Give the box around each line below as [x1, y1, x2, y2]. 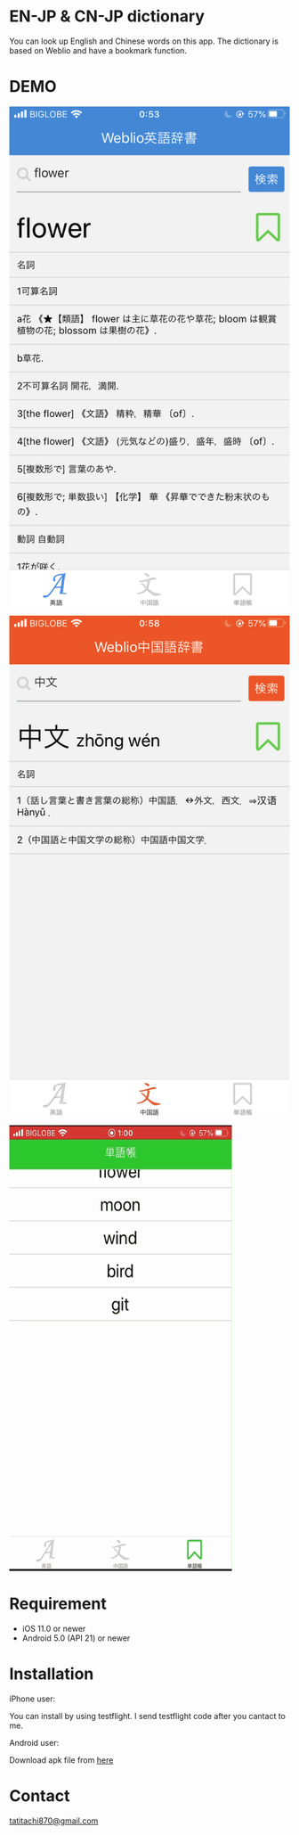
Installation [9, 1664, 94, 1684]
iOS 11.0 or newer [21, 1623, 86, 1634]
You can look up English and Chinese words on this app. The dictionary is [9, 36, 279, 46]
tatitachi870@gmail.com [9, 1815, 99, 1826]
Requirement [9, 1593, 107, 1614]
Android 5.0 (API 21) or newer [21, 1633, 131, 1643]
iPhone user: [9, 1693, 56, 1704]
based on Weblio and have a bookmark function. [9, 45, 187, 55]
